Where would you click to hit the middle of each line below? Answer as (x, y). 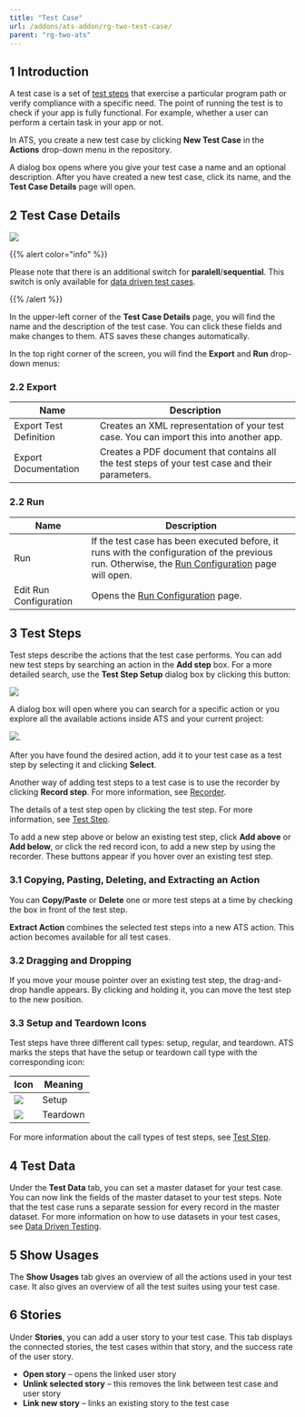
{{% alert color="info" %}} (59, 254)
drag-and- (262, 980)
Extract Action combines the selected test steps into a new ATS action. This (152, 927)
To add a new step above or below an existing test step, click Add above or (150, 837)
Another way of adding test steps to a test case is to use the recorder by (145, 782)
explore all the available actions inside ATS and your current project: (137, 719)
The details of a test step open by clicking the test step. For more (131, 809)
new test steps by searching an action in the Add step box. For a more (141, 665)
